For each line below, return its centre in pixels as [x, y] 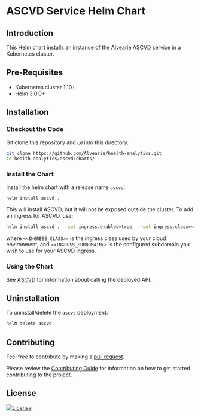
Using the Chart [30, 266]
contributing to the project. [39, 375]
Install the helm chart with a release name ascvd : [66, 187]
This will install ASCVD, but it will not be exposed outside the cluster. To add [100, 209]
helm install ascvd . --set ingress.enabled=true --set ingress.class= [99, 227]
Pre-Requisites [35, 73]
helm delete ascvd [29, 324]
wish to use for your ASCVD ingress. [51, 251]
